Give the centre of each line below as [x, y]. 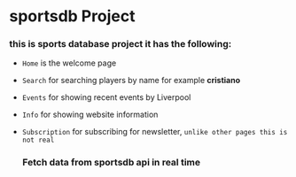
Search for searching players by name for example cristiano [131, 81]
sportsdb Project [72, 16]
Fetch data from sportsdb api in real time [111, 163]
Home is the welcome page [69, 63]
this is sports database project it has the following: [121, 44]
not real [38, 140]
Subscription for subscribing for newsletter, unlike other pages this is [155, 132]
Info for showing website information [90, 115]
